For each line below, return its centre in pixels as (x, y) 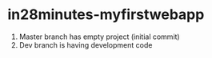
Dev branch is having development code (86, 44)
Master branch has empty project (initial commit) (100, 37)
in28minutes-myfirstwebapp (106, 15)
